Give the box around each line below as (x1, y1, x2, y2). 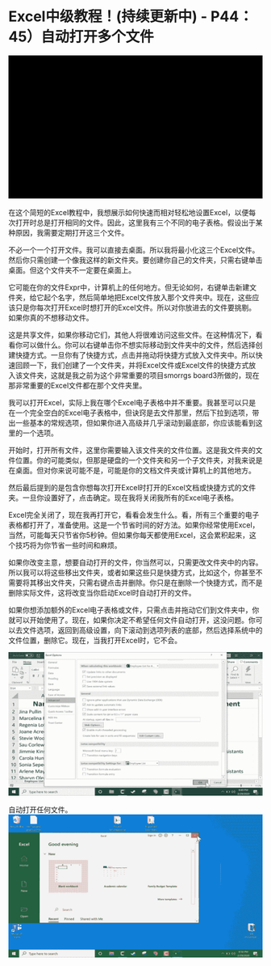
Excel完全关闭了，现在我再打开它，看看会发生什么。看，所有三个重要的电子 (8, 511, 260, 520)
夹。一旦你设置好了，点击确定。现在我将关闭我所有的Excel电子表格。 (8, 493, 239, 502)
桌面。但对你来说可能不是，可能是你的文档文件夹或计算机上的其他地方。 (15, 466, 256, 476)
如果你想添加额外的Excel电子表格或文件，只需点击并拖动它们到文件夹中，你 (8, 605, 260, 615)
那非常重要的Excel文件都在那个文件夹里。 (8, 381, 147, 391)
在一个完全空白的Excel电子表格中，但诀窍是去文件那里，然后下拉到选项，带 (8, 408, 260, 417)
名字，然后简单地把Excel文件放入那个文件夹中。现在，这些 (57, 293, 252, 303)
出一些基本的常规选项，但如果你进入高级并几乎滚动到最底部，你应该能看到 (8, 418, 256, 428)
